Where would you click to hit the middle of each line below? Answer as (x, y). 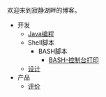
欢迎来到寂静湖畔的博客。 (44, 10)
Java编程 (41, 34)
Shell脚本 (41, 43)
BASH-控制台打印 (74, 60)
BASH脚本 (53, 51)
